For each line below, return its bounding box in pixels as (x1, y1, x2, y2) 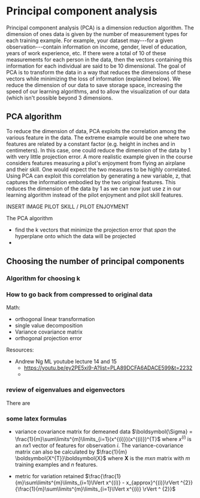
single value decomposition (14, 322, 83, 329)
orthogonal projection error (14, 335, 82, 342)
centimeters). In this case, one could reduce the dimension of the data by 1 (6, 146, 190, 154)
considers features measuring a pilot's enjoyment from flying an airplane (6, 159, 186, 166)
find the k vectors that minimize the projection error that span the (14, 226, 177, 233)
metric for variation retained (14, 472, 84, 479)
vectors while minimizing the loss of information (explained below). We (6, 75, 181, 82)
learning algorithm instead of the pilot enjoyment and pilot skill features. (6, 191, 184, 199)
